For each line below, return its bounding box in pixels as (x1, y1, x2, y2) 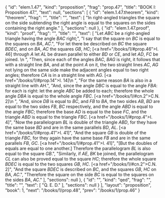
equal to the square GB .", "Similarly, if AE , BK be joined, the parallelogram (5, 151, 154, 157)
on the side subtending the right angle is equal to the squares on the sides (5, 20, 156, 26)
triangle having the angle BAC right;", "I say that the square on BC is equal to (5, 35, 161, 41)
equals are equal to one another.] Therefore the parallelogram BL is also (5, 145, 151, 151)
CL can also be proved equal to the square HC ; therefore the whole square (5, 156, 157, 162)
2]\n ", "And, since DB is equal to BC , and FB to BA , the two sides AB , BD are (5, 99, 160, 104)
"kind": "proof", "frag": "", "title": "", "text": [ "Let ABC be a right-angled (5, 31, 150, 36)
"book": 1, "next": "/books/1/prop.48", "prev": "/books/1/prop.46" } (5, 187, 140, 193)
